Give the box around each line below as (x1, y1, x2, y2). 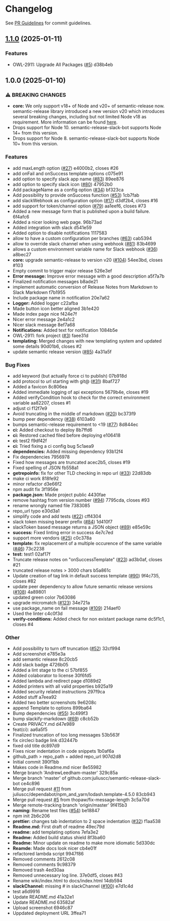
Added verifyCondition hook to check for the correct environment (12, 394, 150, 401)
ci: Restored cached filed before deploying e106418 (12, 432, 121, 438)
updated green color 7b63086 (12, 594, 76, 600)
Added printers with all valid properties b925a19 (12, 683, 113, 689)
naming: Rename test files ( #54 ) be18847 (12, 808, 100, 814)
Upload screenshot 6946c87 (12, 905, 73, 911)
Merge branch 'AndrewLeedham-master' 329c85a (12, 770, 118, 776)
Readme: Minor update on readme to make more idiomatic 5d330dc (12, 840, 155, 846)
